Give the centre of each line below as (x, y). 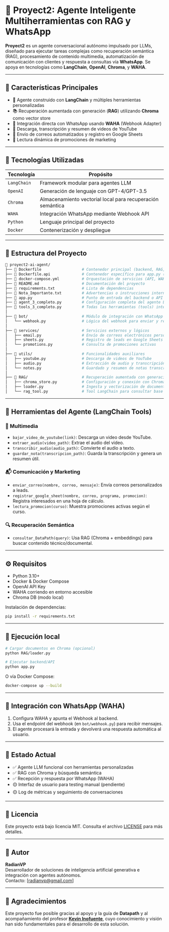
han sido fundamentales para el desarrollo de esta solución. (67, 924)
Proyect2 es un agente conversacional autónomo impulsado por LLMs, (79, 45)
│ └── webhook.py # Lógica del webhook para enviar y (82, 321)
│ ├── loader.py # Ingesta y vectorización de (75, 387)
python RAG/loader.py (28, 653)
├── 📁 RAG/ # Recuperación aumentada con (75, 378)
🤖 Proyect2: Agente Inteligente (70, 10)
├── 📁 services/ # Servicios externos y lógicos (77, 330)
